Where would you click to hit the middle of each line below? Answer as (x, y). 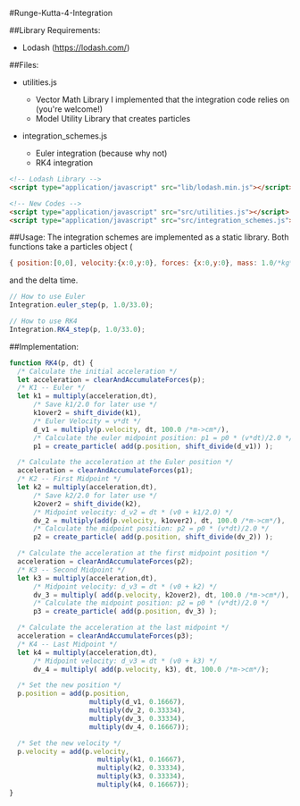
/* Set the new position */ (70, 685)
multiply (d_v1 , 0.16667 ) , (137, 702)
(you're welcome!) (69, 109)
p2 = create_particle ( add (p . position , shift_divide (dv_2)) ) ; (153, 537)
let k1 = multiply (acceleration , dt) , (87, 396)
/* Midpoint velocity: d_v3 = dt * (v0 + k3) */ (125, 661)
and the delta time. (44, 280)
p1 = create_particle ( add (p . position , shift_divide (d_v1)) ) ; (153, 446)
